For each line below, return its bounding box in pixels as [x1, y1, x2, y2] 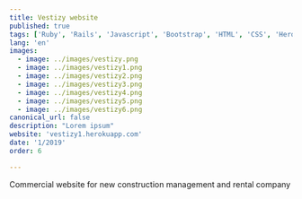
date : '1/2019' [9, 138, 67, 147]
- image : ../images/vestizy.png [17, 55, 139, 64]
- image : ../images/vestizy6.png [17, 105, 143, 114]
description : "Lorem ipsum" [9, 122, 115, 131]
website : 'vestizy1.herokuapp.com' [9, 130, 143, 139]
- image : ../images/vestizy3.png [17, 80, 143, 89]
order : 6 [9, 146, 42, 155]
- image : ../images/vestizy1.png [17, 64, 143, 73]
